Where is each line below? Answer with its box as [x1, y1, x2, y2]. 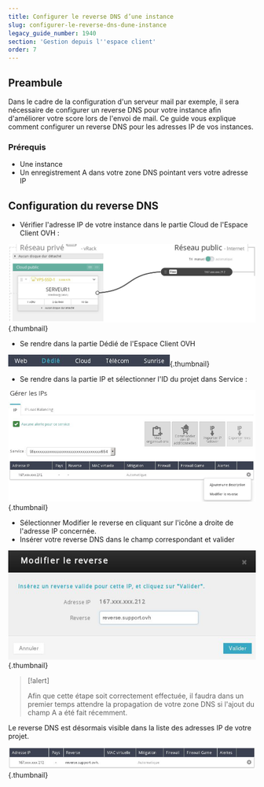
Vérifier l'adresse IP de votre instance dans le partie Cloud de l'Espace [19, 220, 248, 230]
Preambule [8, 76, 63, 90]
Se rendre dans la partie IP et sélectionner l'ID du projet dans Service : [19, 375, 247, 383]
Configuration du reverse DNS [8, 199, 159, 212]
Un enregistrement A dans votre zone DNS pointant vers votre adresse [19, 168, 249, 177]
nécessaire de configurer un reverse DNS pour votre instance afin [8, 105, 222, 114]
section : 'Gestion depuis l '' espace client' [8, 38, 156, 46]
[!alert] [27, 675, 49, 685]
